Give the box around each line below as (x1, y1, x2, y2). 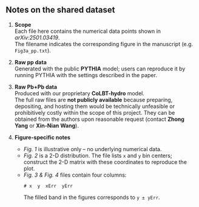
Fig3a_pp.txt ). (14, 47, 51, 54)
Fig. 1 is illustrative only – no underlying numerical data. (23, 145, 162, 152)
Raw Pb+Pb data (14, 83, 58, 90)
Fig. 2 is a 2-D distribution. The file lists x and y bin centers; (23, 152, 172, 159)
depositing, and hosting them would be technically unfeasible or (14, 103, 175, 110)
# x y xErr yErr (23, 183, 73, 189)
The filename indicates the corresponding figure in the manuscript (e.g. (14, 40, 194, 47)
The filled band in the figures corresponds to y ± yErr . (23, 194, 160, 201)
